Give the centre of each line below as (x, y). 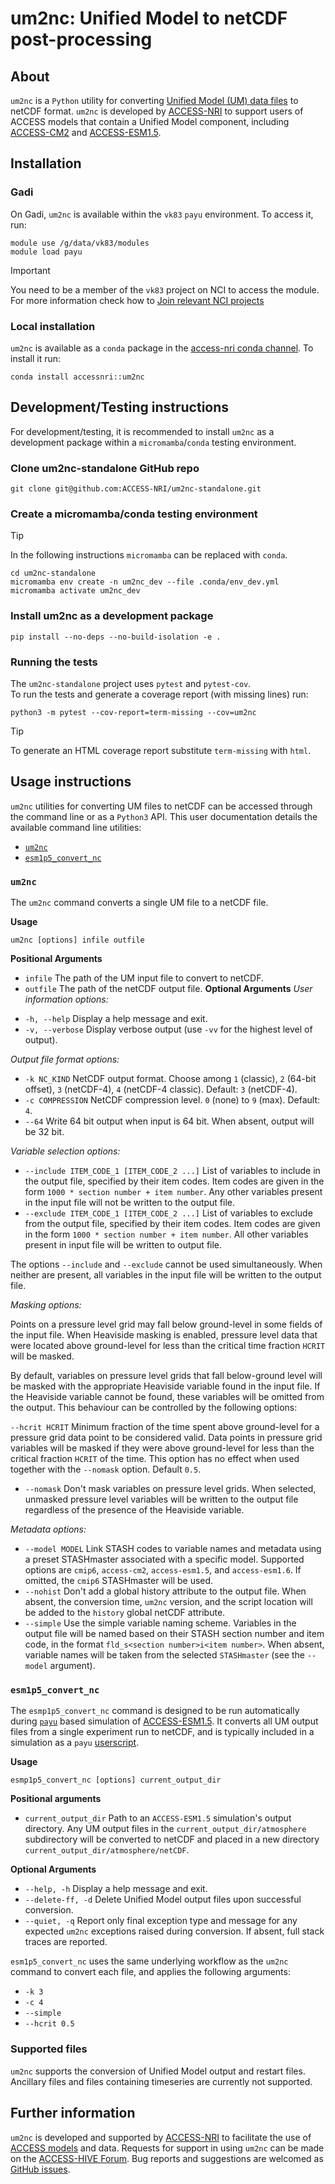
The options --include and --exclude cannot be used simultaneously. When (166, 1264)
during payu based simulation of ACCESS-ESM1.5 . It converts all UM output (164, 1721)
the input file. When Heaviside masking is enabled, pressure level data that (164, 1335)
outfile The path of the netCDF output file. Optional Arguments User (168, 989)
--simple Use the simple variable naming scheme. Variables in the (160, 1623)
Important (30, 270)
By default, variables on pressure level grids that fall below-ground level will (166, 1376)
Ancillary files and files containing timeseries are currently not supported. (161, 2081)
